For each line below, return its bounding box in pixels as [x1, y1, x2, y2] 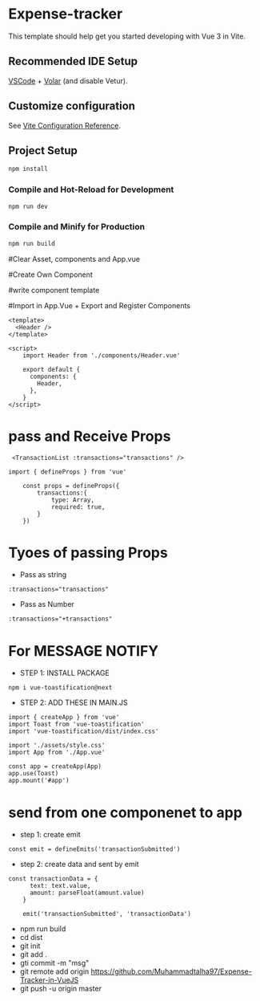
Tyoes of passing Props [8, 543, 168, 562]
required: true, [50, 503, 106, 511]
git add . [19, 950, 48, 959]
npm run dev [8, 202, 48, 210]
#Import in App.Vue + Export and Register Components [8, 300, 190, 310]
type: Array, [50, 495, 94, 504]
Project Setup [8, 144, 78, 157]
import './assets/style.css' [8, 742, 106, 750]
